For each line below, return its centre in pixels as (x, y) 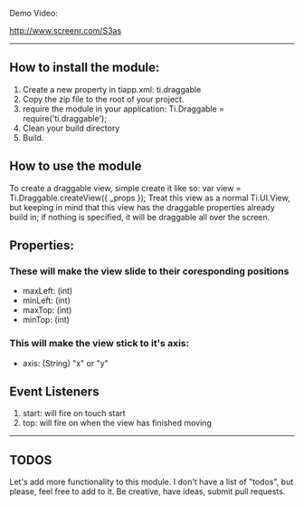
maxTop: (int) (47, 310)
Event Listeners (54, 392)
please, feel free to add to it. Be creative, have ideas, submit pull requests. (147, 491)
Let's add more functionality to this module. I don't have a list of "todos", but (152, 482)
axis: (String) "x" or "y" (65, 363)
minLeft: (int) (46, 301)
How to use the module (76, 166)
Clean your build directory (71, 128)
